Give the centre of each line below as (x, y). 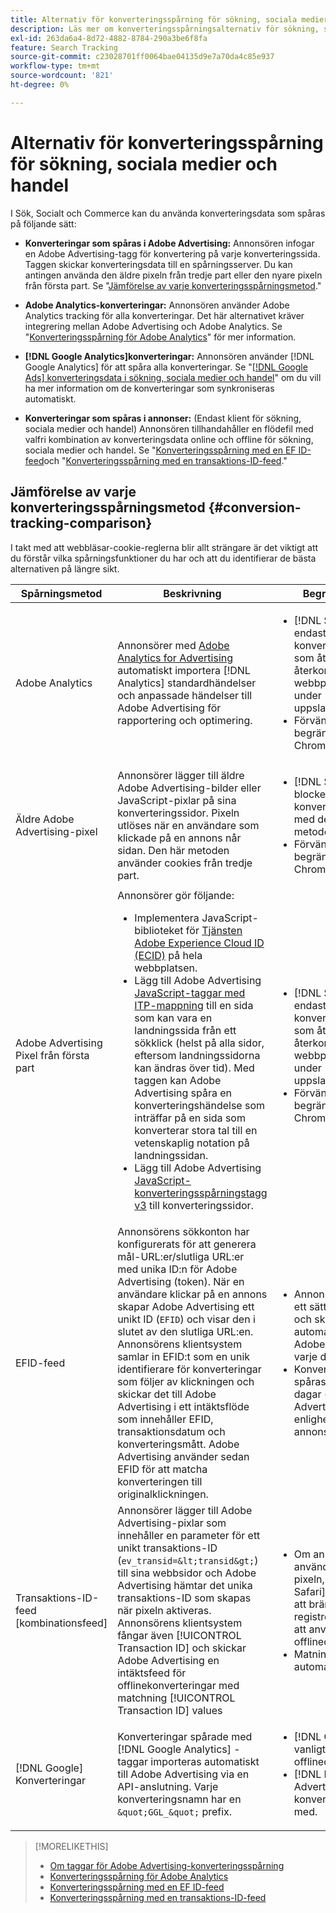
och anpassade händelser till (185, 695)
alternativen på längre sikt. (65, 568)
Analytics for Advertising (175, 658)
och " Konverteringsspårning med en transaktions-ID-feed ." (165, 460)
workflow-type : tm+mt (55, 66)
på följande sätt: (43, 223)
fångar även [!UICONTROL (179, 1635)
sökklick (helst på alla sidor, (199, 1043)
